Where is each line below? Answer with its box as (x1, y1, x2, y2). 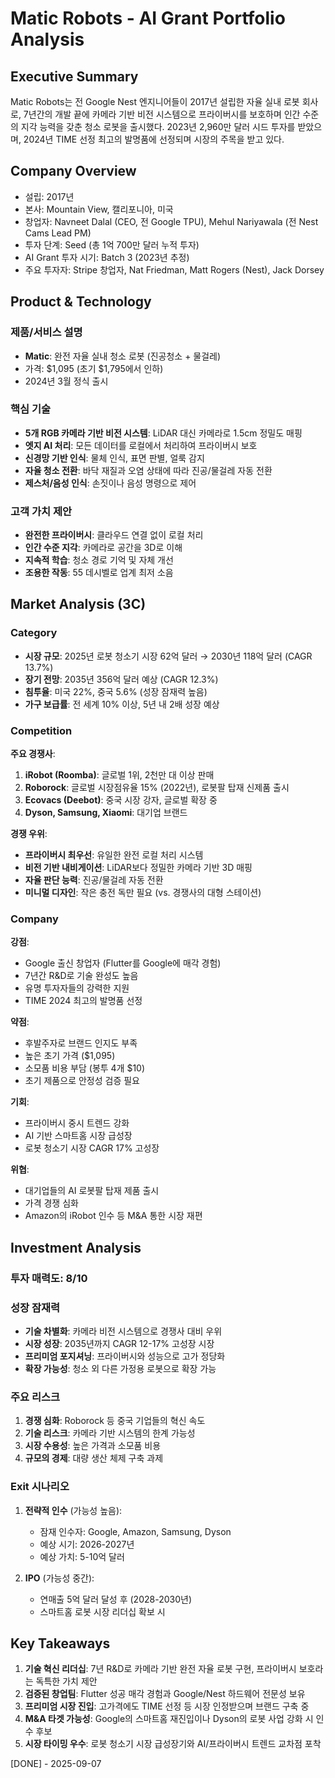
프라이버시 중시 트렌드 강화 (24, 1117, 130, 1129)
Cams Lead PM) (24, 227, 92, 239)
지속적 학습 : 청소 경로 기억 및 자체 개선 (24, 554, 174, 566)
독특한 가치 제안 (35, 1675, 98, 1687)
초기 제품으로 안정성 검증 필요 (24, 1075, 140, 1087)
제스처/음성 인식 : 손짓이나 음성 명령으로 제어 (24, 477, 197, 489)
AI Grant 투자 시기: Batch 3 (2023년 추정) (24, 251, 190, 263)
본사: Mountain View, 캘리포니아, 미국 (24, 203, 174, 215)
